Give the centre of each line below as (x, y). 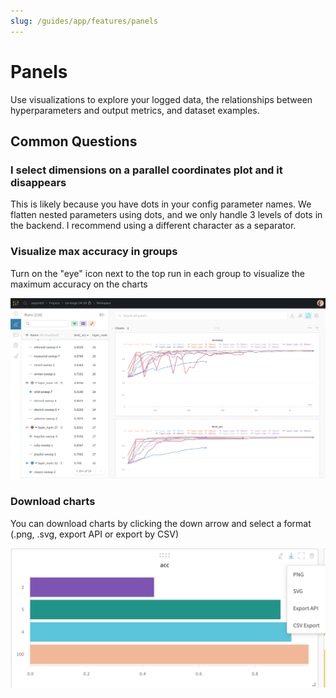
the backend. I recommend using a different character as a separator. (153, 226)
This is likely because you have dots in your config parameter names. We (161, 204)
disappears (38, 182)
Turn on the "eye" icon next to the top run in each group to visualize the (157, 273)
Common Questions (74, 141)
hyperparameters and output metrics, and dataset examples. (135, 110)
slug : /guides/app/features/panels (84, 21)
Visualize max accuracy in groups (94, 252)
